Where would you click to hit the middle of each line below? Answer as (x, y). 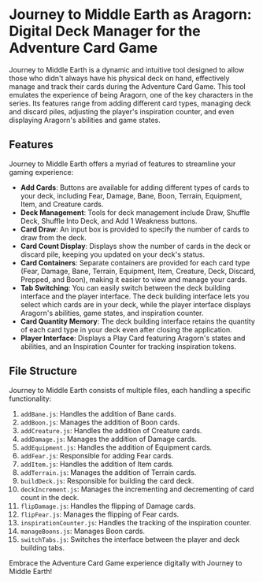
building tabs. (43, 547)
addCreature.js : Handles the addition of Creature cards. (111, 430)
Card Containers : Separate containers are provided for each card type (135, 262)
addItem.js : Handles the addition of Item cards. (97, 464)
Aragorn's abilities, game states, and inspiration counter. (112, 313)
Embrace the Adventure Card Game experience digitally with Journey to (126, 563)
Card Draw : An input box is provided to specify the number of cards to (135, 229)
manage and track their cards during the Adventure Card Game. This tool (128, 86)
